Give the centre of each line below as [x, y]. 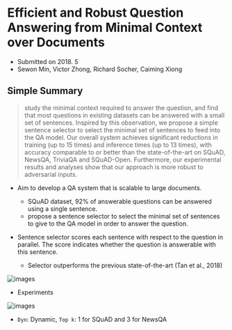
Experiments [35, 292]
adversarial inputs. [51, 174]
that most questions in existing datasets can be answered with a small [124, 115]
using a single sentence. [63, 209]
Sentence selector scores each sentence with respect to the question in [120, 237]
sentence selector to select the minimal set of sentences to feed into [122, 129]
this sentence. [38, 251]
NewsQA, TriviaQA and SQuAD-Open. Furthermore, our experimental [123, 159]
